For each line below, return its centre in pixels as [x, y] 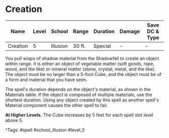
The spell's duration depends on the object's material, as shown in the [78, 89]
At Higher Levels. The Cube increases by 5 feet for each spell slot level [79, 115]
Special [102, 46]
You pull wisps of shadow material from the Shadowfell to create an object [82, 58]
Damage [130, 31]
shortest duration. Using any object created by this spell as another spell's [82, 100]
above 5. [14, 120]
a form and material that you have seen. [47, 79]
